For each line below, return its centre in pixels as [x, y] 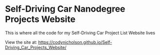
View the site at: [21, 42]
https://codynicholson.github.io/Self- [75, 42]
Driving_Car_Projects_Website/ [36, 47]
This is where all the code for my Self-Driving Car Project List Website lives [80, 33]
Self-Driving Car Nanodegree [65, 9]
